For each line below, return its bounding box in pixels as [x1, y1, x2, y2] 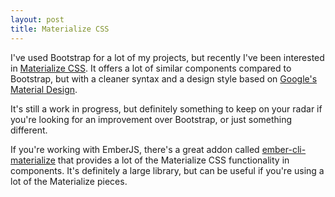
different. [10, 124, 48, 136]
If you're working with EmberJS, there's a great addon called [10, 143, 260, 155]
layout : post [10, 14, 65, 25]
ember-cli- [261, 143, 307, 155]
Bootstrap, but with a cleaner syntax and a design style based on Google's [10, 72, 318, 85]
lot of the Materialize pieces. [10, 175, 128, 187]
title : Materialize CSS [10, 24, 110, 34]
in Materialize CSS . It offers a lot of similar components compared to [10, 62, 292, 74]
